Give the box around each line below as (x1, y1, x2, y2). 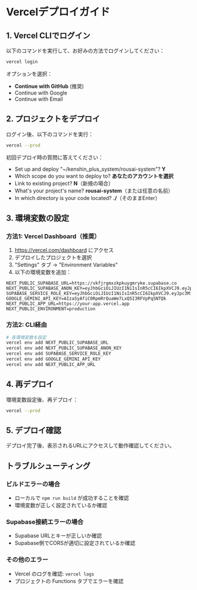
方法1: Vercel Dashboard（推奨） (6, 232, 101, 240)
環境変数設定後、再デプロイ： (6, 396, 78, 403)
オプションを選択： (6, 70, 53, 77)
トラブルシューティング (6, 461, 91, 471)
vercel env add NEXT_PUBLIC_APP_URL (6, 361, 96, 367)
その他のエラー (6, 555, 49, 564)
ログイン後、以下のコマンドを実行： (6, 130, 94, 138)
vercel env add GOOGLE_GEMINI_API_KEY (6, 356, 101, 362)
